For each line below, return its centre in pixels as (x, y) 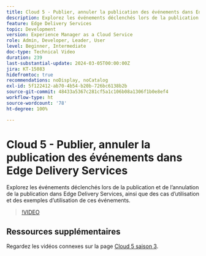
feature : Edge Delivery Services (49, 23)
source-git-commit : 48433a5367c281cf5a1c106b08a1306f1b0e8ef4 (87, 92)
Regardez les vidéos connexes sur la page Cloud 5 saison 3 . (82, 246)
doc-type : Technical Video (41, 52)
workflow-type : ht (30, 97)
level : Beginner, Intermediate (46, 47)
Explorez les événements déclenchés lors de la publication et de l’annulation (103, 187)
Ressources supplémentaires (63, 231)
